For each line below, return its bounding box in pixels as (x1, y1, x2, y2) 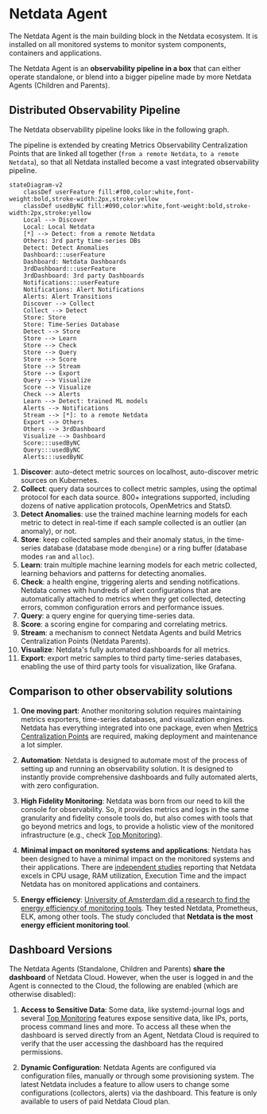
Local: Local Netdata (23, 222, 95, 231)
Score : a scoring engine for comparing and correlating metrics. (20, 619, 228, 629)
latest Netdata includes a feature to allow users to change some (20, 1080, 230, 1089)
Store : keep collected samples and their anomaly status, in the (20, 535, 226, 544)
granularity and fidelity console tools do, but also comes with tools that (20, 813, 253, 822)
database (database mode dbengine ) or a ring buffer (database (42, 543, 247, 552)
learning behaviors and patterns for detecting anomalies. (20, 568, 207, 578)
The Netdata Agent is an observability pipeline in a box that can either (9, 63, 242, 73)
